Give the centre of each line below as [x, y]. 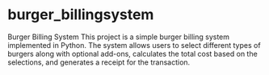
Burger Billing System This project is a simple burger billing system [119, 37]
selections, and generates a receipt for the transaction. [99, 62]
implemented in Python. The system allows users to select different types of [134, 45]
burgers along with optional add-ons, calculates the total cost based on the [132, 53]
